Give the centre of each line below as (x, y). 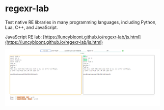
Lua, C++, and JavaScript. (31, 27)
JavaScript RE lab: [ (25, 37)
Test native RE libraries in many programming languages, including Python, (81, 22)
